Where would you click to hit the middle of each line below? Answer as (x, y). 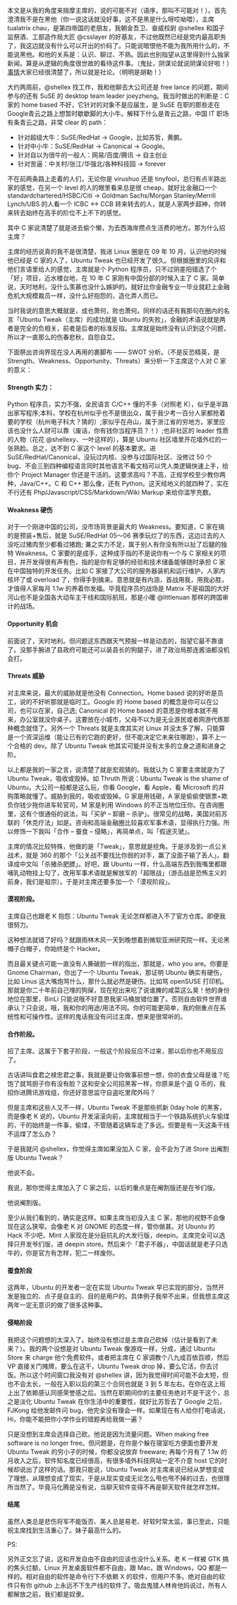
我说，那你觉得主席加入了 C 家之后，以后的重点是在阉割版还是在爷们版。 (114, 1188)
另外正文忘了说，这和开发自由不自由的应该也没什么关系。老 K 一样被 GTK (114, 1558)
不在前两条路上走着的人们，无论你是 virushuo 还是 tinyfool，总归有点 (108, 179)
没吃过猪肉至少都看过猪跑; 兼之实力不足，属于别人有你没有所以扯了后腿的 (114, 545)
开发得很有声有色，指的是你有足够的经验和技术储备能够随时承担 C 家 (126, 562)
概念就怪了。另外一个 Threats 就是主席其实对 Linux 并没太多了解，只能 (116, 728)
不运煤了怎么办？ (32, 1134)
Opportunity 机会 (33, 624)
